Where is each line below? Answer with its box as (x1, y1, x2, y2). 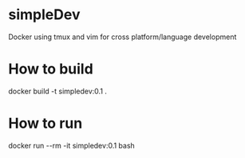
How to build (8, 60, 93, 78)
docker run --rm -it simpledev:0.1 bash (8, 140, 136, 150)
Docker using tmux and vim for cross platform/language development (8, 32, 237, 41)
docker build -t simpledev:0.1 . (8, 86, 108, 96)
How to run (8, 114, 83, 132)
